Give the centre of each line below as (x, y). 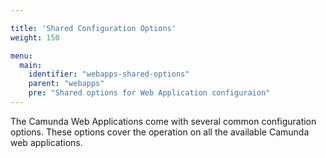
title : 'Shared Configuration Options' (93, 28)
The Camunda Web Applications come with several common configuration (163, 121)
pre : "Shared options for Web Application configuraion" (149, 93)
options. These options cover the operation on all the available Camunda (160, 132)
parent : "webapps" (66, 84)
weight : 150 (35, 37)
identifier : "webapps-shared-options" (109, 74)
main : (31, 65)
